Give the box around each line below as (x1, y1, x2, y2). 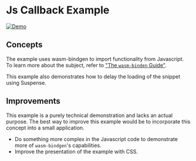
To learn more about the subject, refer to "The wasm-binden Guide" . (6, 61, 167, 68)
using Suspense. (6, 79, 47, 86)
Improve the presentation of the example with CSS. (14, 148, 138, 155)
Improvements (6, 96, 60, 106)
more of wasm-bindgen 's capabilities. (14, 142, 102, 149)
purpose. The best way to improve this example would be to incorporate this (6, 118, 191, 125)
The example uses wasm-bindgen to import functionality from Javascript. (6, 55, 184, 62)
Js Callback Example (6, 4, 110, 17)
